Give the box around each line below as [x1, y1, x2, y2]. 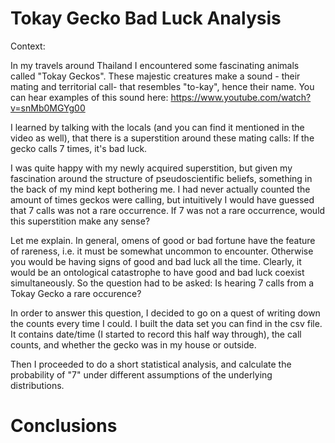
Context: [10, 40, 46, 52]
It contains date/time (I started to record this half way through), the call [10, 328, 302, 340]
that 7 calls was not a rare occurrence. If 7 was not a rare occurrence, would [10, 204, 326, 216]
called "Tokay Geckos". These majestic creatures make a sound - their [10, 70, 301, 82]
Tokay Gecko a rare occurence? [10, 287, 142, 299]
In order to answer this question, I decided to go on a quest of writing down [10, 307, 321, 319]
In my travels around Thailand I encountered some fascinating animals [10, 59, 300, 71]
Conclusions [10, 415, 118, 437]
